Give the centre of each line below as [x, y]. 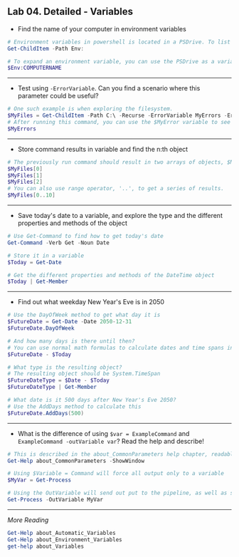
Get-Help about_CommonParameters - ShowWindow [76, 461]
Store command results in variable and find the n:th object [103, 149]
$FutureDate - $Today [39, 354]
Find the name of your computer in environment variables [102, 28]
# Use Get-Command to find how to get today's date [85, 236]
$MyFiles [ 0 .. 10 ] [31, 195]
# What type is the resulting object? [65, 367]
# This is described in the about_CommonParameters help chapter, [108, 454]
